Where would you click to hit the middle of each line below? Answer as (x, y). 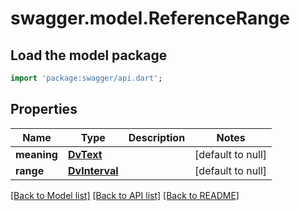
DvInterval (93, 170)
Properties (44, 109)
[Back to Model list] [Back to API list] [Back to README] (125, 195)
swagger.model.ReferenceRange (150, 18)
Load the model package (89, 55)
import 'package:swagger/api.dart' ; (86, 78)
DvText (85, 154)
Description (157, 137)
